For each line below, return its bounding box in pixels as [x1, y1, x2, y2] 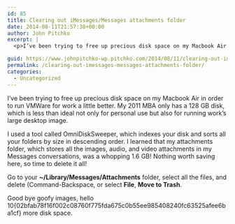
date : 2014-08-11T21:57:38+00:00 [7, 23, 105, 30]
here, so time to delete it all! [7, 159, 87, 167]
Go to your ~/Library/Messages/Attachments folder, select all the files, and [7, 172, 227, 181]
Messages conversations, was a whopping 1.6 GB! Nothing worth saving [7, 151, 215, 160]
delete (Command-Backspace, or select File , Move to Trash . [7, 180, 183, 188]
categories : [7, 68, 42, 75]
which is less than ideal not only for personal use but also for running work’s [7, 109, 227, 117]
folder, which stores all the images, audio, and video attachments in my [7, 144, 212, 153]
